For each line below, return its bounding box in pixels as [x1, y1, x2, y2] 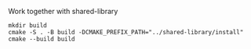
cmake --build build [8, 35, 76, 43]
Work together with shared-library [8, 7, 118, 16]
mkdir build [8, 22, 47, 30]
